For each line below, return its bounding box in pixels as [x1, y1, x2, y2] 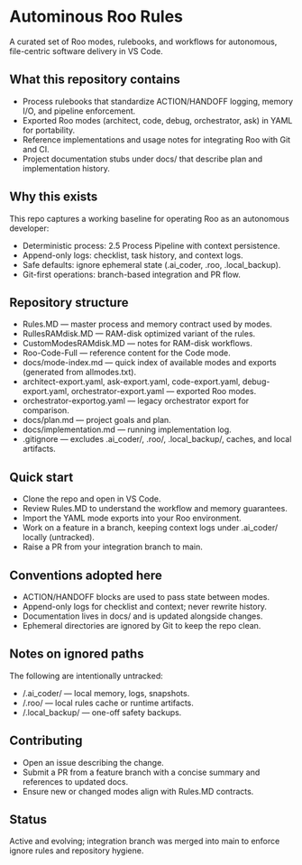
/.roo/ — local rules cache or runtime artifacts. [22, 697, 194, 708]
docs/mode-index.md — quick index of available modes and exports [22, 357, 277, 368]
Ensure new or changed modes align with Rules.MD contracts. [22, 786, 254, 796]
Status [9, 812, 48, 827]
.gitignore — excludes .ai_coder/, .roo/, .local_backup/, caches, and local [22, 434, 292, 445]
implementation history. [22, 162, 111, 173]
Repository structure [9, 295, 129, 310]
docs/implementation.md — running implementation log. [22, 424, 232, 435]
